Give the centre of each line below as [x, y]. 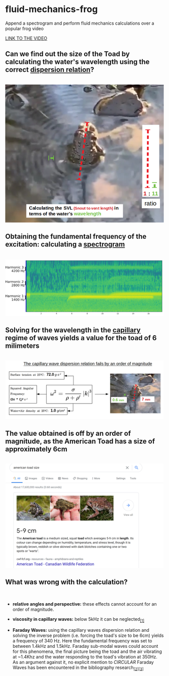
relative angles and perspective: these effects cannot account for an [84, 604]
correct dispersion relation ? [50, 70]
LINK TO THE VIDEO [26, 38]
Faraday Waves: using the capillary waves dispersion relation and [81, 630]
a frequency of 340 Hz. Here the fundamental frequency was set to [82, 641]
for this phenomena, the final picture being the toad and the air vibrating [87, 651]
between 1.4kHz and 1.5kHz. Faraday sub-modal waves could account [85, 646]
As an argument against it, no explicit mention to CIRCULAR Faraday [83, 662]
